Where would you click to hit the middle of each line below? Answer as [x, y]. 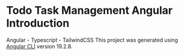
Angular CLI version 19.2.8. [40, 46]
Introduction [38, 23]
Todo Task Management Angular [90, 11]
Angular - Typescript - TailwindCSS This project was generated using [92, 40]
